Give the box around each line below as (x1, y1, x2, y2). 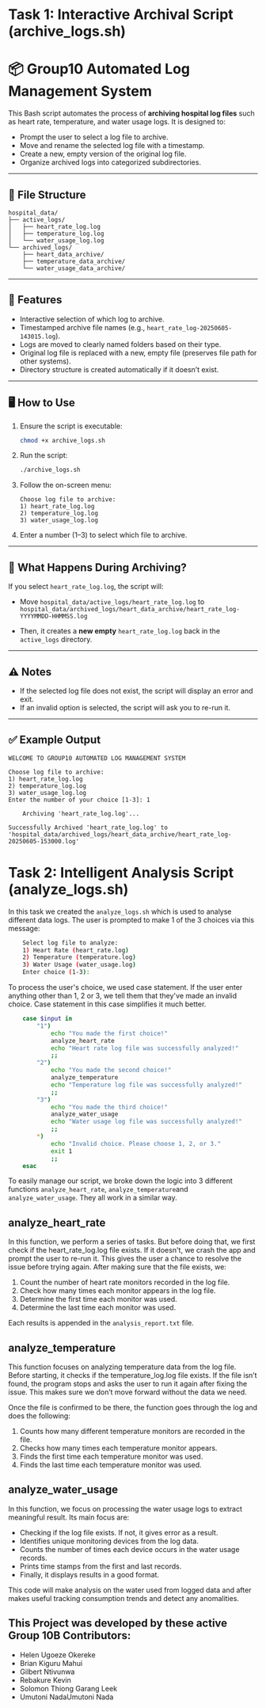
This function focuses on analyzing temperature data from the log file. (8, 1362, 237, 1371)
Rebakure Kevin (19, 1675, 71, 1684)
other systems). (19, 356, 71, 366)
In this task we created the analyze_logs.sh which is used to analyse (8, 907, 232, 916)
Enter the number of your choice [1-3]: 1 (8, 796, 150, 804)
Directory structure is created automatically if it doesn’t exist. (19, 364, 219, 374)
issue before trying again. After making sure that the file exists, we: (8, 1262, 227, 1272)
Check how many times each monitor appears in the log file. (19, 1286, 216, 1295)
